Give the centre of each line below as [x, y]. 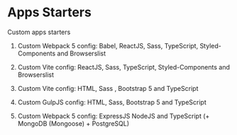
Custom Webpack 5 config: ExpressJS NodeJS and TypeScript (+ [114, 116]
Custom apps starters [39, 32]
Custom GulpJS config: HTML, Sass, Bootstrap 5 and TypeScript [112, 102]
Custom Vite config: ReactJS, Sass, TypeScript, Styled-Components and [124, 67]
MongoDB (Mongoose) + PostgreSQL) [73, 123]
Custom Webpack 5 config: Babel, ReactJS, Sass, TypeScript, [108, 45]
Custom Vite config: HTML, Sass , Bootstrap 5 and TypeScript [108, 88]
